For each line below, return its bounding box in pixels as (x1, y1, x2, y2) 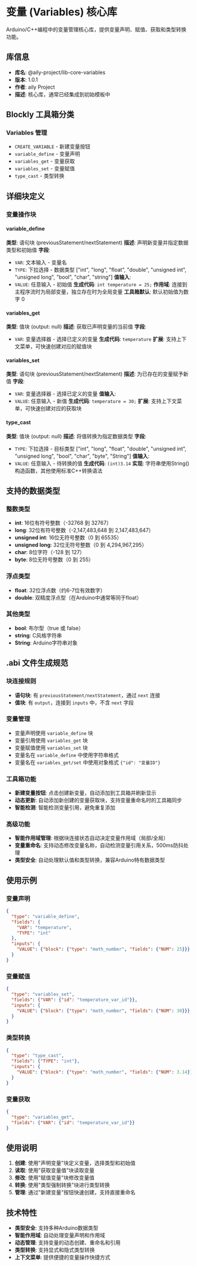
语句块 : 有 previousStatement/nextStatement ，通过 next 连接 (14, 691, 161, 698)
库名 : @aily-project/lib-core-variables (14, 69, 106, 76)
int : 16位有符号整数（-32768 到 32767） (14, 519, 112, 526)
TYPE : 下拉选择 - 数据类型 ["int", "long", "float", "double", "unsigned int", (14, 266, 186, 273)
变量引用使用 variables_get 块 (14, 737, 88, 744)
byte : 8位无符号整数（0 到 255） (14, 556, 94, 563)
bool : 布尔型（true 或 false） (14, 624, 84, 632)
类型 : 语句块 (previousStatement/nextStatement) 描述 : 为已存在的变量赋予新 (6, 370, 189, 377)
